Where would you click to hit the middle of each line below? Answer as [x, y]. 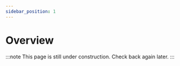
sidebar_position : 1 [31, 11]
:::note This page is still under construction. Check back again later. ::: [90, 57]
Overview [30, 40]
